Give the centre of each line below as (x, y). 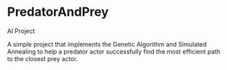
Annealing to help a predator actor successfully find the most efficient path (114, 51)
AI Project (21, 31)
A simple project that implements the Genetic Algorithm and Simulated (107, 44)
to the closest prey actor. (42, 58)
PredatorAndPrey (58, 12)
